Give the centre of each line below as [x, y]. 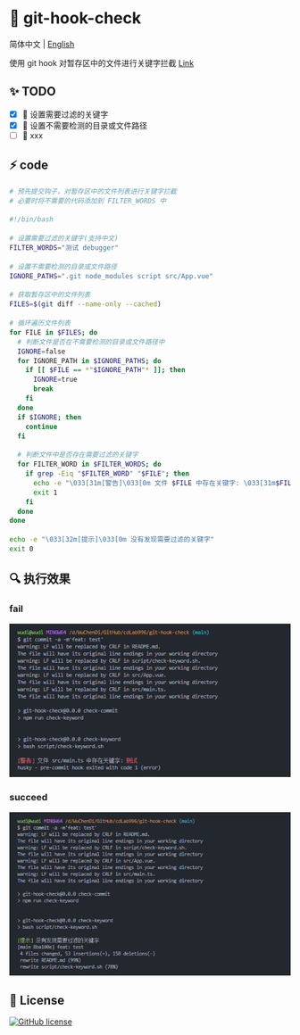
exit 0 [21, 549]
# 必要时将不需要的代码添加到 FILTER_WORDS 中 [88, 201]
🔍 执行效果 [40, 579]
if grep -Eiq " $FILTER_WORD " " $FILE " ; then [108, 474]
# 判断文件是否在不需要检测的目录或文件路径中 [91, 342]
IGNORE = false [42, 352]
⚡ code [29, 166]
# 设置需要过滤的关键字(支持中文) [64, 239]
